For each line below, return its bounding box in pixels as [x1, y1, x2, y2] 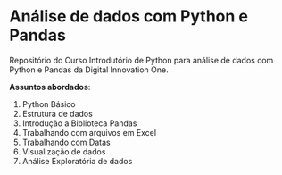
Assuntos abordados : [9, 81, 91, 92]
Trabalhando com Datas [21, 137, 111, 147]
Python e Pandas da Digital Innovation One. [9, 64, 169, 75]
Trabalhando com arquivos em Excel [21, 127, 157, 137]
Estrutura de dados [21, 108, 94, 119]
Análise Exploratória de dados [21, 155, 133, 166]
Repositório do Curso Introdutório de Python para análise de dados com [9, 54, 274, 65]
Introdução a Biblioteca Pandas [21, 118, 137, 129]
